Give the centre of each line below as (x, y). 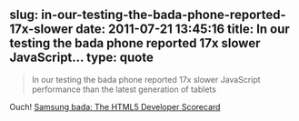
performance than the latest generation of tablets (124, 89)
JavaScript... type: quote (82, 58)
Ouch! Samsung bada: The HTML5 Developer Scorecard (115, 106)
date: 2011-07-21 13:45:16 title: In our (183, 30)
